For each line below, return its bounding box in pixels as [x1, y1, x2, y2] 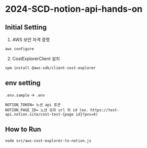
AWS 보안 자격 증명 [12, 37, 50, 42]
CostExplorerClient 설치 [12, 56, 60, 61]
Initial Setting [5, 23, 47, 31]
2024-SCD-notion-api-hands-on [5, 3, 143, 15]
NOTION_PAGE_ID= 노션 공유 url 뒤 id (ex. [5, 107, 89, 113]
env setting [5, 79, 41, 87]
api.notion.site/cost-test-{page [5, 112, 74, 117]
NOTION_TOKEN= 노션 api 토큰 [5, 102, 61, 107]
